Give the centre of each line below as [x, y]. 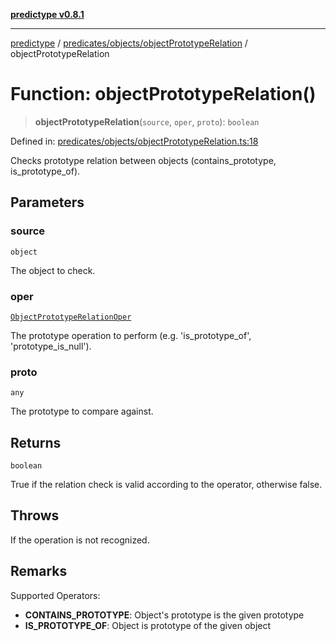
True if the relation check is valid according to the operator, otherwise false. [166, 485]
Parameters [47, 202]
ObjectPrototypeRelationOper [71, 317]
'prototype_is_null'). [51, 346]
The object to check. [53, 270]
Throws [35, 515]
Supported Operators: [55, 595]
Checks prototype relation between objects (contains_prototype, [143, 160]
